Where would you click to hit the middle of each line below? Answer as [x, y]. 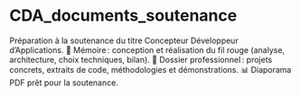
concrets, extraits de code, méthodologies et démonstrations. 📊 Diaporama [150, 69]
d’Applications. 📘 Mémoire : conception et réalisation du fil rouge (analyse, [147, 49]
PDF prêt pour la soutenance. [64, 83]
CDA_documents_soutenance [123, 16]
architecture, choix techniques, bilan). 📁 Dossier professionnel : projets [141, 59]
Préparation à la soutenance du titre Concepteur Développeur [124, 40]
